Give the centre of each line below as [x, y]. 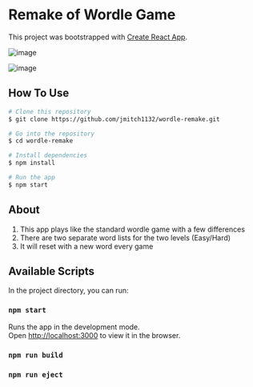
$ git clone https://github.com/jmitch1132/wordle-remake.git [114, 119]
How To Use [39, 93]
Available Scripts [51, 271]
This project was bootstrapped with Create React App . [98, 37]
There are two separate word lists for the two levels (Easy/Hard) [125, 237]
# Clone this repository [50, 111]
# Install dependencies [48, 155]
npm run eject [36, 375]
